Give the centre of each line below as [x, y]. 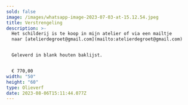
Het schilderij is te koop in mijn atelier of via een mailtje [92, 34]
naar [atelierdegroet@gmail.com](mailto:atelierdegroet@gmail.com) [97, 39]
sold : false [21, 12]
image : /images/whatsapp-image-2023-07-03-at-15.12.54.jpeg [83, 17]
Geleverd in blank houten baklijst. [57, 55]
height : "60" [22, 82]
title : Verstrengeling [34, 23]
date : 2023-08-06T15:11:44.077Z [46, 93]
